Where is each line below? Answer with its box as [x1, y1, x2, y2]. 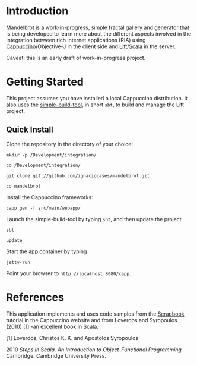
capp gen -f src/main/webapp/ [6, 205, 81, 211]
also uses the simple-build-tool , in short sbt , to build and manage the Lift [6, 101, 185, 108]
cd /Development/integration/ [6, 162, 81, 168]
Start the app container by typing [6, 248, 87, 255]
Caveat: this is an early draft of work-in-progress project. [6, 54, 146, 61]
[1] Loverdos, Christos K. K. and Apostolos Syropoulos [6, 334, 138, 341]
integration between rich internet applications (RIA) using [6, 36, 146, 43]
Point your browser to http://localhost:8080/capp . [6, 269, 131, 277]
